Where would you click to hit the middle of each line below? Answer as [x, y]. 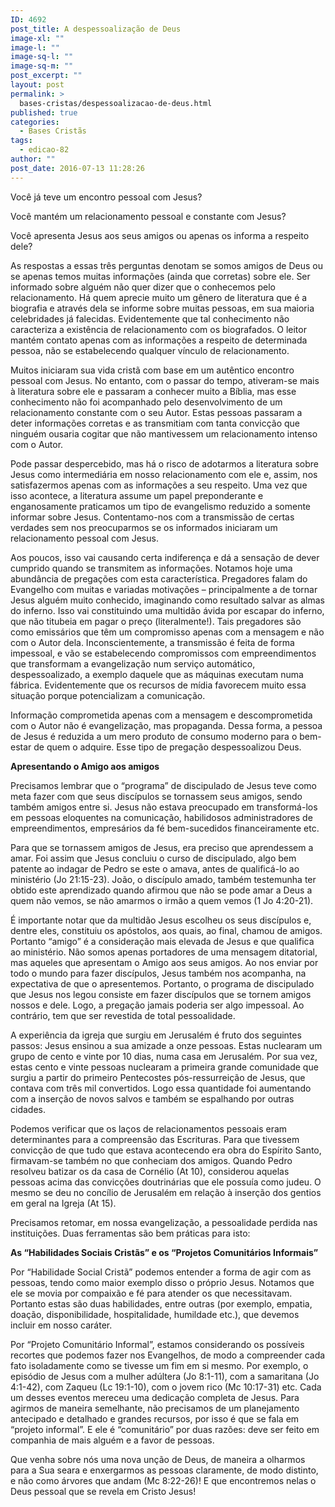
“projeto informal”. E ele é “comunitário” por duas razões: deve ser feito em [165, 1429]
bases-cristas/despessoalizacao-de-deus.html [116, 103]
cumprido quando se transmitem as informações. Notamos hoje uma [151, 568]
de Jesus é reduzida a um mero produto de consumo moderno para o [154, 736]
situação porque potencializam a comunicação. [108, 695]
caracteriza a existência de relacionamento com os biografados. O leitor [158, 329]
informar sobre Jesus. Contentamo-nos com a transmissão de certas [152, 517]
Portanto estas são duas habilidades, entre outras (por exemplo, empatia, [161, 1303]
